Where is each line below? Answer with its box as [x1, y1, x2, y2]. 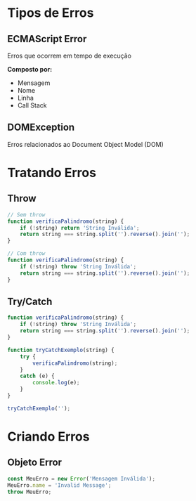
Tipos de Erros [7, 5, 94, 21]
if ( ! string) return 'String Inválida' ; [20, 224, 140, 231]
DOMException [7, 122, 75, 134]
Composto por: [7, 65, 53, 73]
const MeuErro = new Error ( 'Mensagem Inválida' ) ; [7, 475, 156, 482]
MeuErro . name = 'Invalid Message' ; [7, 481, 112, 489]
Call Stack [17, 101, 47, 110]
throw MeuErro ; [7, 488, 52, 495]
